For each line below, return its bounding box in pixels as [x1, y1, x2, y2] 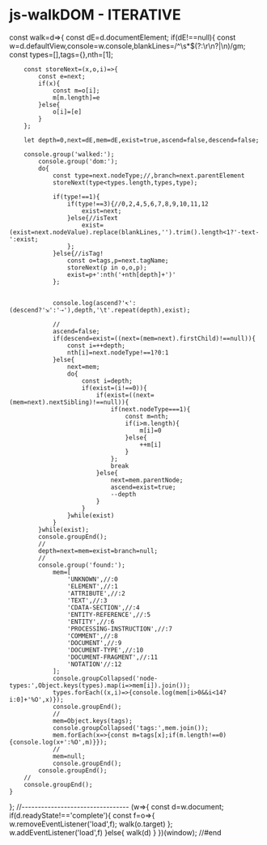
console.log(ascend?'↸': [52, 299, 137, 307]
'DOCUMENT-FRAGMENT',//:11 [66, 653, 159, 661]
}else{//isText [66, 214, 118, 222]
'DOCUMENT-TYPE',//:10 [66, 646, 144, 654]
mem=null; [52, 752, 86, 760]
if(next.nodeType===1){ [110, 405, 191, 414]
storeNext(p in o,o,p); [66, 263, 148, 272]
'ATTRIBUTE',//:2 [66, 589, 126, 597]
